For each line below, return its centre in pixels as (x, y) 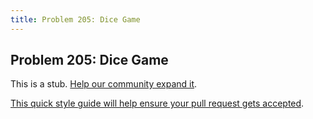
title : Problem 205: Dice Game (75, 19)
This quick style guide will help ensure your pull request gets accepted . (157, 103)
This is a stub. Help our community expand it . (104, 84)
